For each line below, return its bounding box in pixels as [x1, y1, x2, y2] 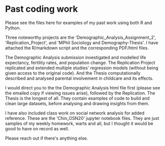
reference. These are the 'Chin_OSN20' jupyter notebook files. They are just [5, 115, 159, 121]
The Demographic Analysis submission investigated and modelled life [5, 54, 146, 60]
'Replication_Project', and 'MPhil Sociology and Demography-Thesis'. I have [5, 39, 159, 45]
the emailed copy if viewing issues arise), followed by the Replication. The [5, 90, 156, 96]
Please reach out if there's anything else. [5, 135, 88, 141]
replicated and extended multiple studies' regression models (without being [5, 65, 159, 71]
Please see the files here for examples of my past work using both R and [5, 20, 152, 26]
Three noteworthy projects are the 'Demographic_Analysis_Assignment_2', [5, 34, 156, 40]
